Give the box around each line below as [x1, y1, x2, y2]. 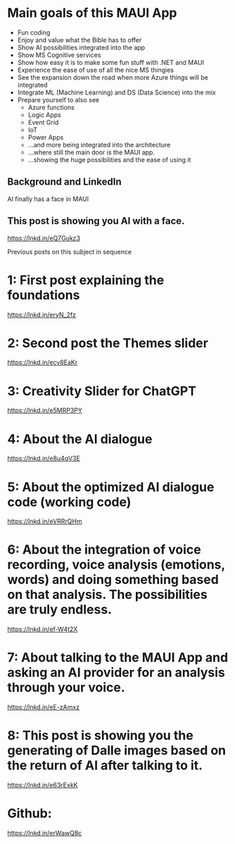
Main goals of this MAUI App [7, 5, 177, 21]
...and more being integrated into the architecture [27, 140, 171, 149]
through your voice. [7, 680, 125, 695]
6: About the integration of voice [7, 542, 202, 558]
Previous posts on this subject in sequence [7, 247, 132, 256]
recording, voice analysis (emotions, [7, 557, 225, 573]
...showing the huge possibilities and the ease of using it [27, 155, 191, 163]
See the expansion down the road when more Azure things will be [17, 73, 209, 82]
